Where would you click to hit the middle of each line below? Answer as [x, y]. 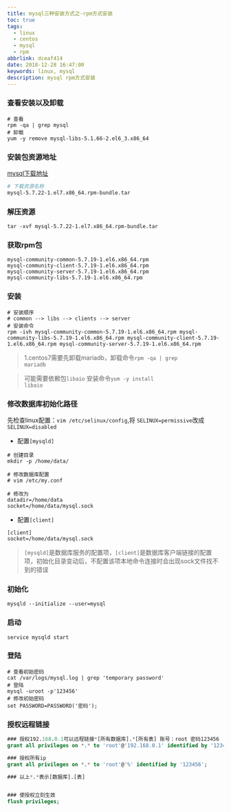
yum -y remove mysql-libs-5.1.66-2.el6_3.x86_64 [78, 139]
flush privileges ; [33, 802]
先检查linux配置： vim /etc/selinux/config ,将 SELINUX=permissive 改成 [106, 420]
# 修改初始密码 [26, 698]
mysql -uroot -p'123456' [43, 691]
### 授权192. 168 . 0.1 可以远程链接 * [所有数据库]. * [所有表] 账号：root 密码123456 [113, 739]
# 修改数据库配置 [28, 474]
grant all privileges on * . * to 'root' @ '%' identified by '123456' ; [107, 764]
